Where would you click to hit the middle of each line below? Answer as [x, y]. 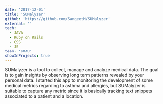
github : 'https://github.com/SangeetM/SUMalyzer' [58, 19]
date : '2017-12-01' [25, 10]
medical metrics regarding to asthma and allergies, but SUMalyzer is [75, 86]
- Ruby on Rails [26, 38]
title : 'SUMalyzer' [25, 14]
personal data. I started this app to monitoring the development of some [79, 80]
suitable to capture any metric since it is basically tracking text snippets [79, 91]
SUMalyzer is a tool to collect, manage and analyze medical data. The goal [82, 70]
